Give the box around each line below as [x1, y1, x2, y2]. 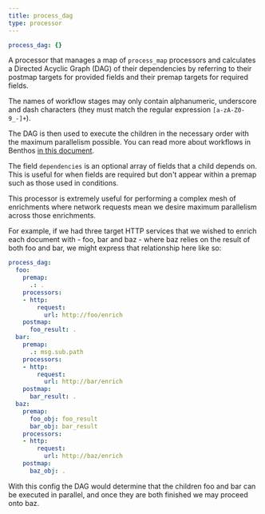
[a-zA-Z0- [212, 106, 245, 114]
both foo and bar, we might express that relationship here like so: [8, 243, 222, 253]
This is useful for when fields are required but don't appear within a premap [8, 169, 257, 180]
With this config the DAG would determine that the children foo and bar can [8, 481, 256, 491]
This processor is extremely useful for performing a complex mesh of [8, 193, 237, 204]
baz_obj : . [29, 467, 66, 475]
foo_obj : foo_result [29, 415, 98, 423]
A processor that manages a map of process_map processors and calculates [8, 55, 256, 65]
